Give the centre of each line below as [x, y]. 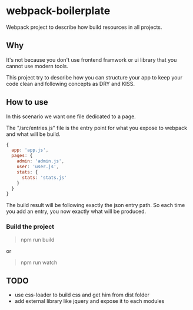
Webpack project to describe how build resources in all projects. [84, 27]
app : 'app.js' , [30, 150]
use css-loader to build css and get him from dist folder [82, 295]
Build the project [30, 226]
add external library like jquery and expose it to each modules [89, 301]
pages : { [22, 156]
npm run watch [39, 262]
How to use [27, 102]
